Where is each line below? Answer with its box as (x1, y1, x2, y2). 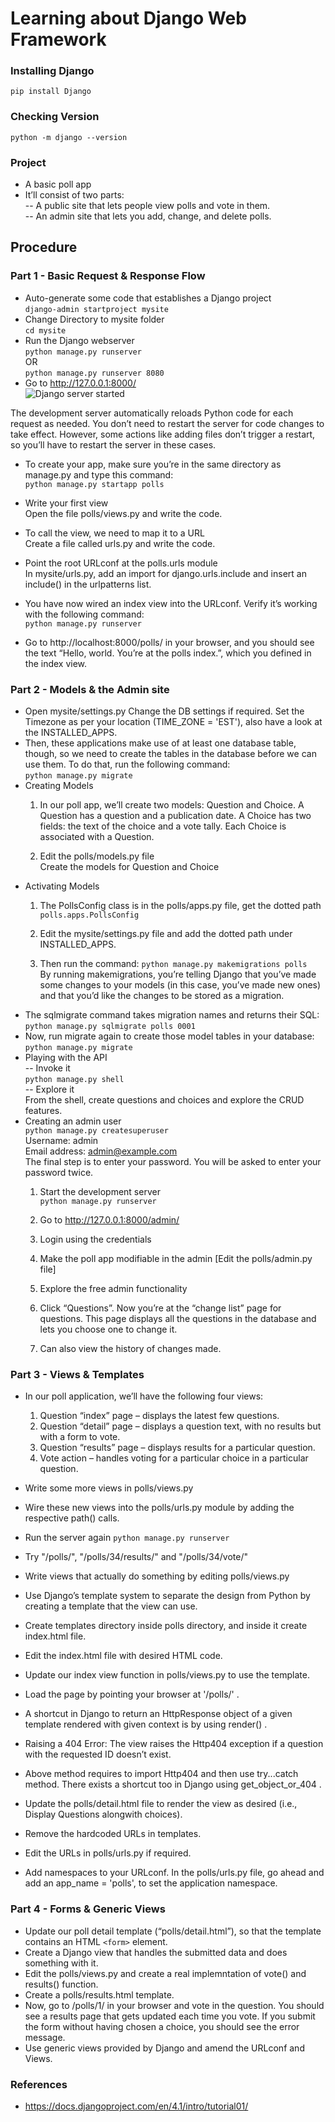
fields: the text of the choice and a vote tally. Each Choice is (39, 820, 287, 832)
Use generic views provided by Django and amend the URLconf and (24, 2042, 305, 2054)
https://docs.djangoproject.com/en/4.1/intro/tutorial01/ (24, 2100, 249, 2112)
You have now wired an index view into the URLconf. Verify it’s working (24, 597, 318, 609)
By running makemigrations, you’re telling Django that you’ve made (39, 968, 317, 981)
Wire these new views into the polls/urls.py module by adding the (24, 1502, 295, 1514)
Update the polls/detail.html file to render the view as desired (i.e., (24, 1798, 298, 1810)
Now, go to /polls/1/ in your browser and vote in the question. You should (24, 1999, 325, 2011)
